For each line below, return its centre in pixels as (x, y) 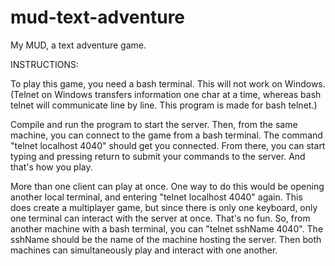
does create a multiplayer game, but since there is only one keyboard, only (164, 207)
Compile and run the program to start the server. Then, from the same (154, 124)
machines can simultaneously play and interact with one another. (144, 250)
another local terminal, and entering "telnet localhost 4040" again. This (156, 197)
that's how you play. (51, 167)
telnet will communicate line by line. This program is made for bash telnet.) (164, 105)
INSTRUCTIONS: (44, 64)
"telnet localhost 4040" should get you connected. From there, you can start (168, 145)
